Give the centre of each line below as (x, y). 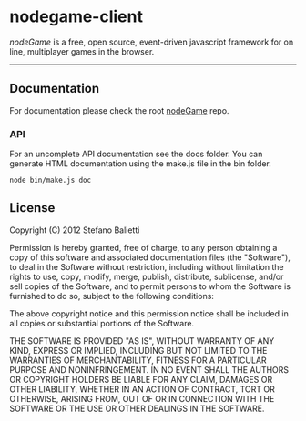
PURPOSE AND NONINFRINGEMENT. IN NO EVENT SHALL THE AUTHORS (149, 369)
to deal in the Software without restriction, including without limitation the (147, 266)
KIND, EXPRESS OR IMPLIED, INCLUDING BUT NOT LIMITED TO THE (138, 350)
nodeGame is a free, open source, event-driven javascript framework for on (152, 42)
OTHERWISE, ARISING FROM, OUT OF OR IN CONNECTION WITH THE (142, 398)
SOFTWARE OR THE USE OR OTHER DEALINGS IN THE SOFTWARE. (137, 408)
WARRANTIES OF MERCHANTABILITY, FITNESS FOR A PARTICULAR (138, 360)
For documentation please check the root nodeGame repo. (119, 110)
